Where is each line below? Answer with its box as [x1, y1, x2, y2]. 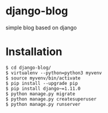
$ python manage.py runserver [5, 101, 81, 107]
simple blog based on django [5, 24, 77, 31]
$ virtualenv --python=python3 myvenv [5, 70, 102, 76]
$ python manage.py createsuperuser [5, 96, 97, 102]
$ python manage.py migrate [5, 91, 76, 97]
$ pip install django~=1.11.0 [5, 85, 81, 91]
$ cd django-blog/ [5, 65, 51, 71]
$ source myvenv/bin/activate [5, 75, 81, 81]
